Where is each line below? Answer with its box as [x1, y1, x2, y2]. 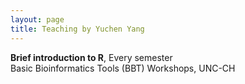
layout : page [10, 14, 65, 25]
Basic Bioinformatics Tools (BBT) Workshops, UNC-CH [10, 62, 236, 74]
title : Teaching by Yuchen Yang [10, 24, 145, 34]
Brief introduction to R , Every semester [10, 51, 173, 63]
